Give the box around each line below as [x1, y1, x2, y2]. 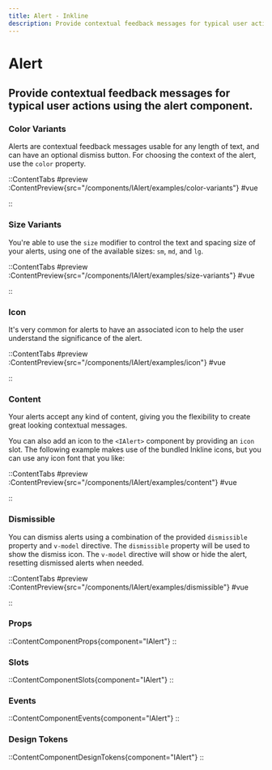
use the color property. [8, 159, 87, 168]
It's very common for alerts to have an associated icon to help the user [8, 325, 244, 334]
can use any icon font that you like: [8, 453, 125, 463]
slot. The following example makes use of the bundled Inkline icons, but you [8, 445, 261, 454]
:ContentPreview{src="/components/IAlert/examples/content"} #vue [8, 478, 237, 487]
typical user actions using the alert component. [8, 99, 253, 113]
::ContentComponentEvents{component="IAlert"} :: [8, 713, 180, 723]
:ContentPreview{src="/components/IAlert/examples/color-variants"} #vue [8, 183, 258, 193]
